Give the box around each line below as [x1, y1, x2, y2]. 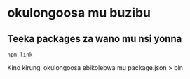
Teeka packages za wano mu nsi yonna [7, 33, 182, 45]
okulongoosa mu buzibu [7, 5, 151, 21]
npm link [7, 51, 33, 58]
